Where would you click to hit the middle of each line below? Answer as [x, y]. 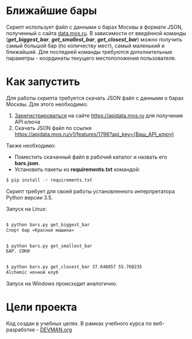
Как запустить [43, 82]
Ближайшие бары [52, 11]
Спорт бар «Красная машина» [40, 230]
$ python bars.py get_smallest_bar [49, 246]
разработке [20, 330]
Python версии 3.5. [29, 197]
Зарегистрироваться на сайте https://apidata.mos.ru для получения [99, 115]
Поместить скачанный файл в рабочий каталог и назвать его [91, 157]
